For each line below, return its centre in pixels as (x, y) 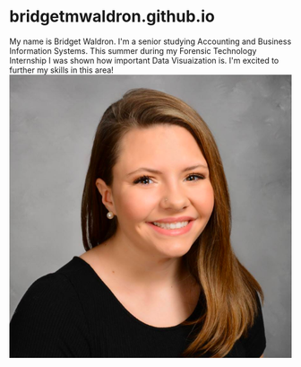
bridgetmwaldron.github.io (112, 17)
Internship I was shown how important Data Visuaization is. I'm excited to (144, 60)
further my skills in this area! (61, 70)
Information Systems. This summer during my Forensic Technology (133, 50)
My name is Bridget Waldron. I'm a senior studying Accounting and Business (150, 41)
